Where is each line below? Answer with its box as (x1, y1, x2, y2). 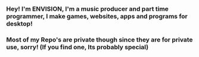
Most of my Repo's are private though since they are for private (6, 35, 193, 43)
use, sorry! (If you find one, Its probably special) (6, 43, 149, 51)
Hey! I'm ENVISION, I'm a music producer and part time (6, 5, 169, 13)
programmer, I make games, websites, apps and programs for (6, 12, 188, 20)
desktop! (6, 20, 33, 28)
